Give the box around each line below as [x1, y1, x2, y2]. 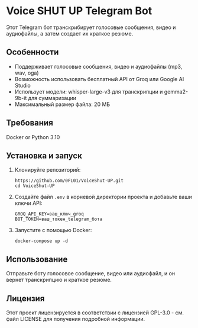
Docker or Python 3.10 [6, 133, 60, 140]
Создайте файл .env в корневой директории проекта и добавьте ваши [14, 194, 192, 201]
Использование [6, 254, 68, 264]
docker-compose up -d [14, 238, 68, 244]
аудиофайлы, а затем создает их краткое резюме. [6, 30, 134, 37]
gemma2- [164, 88, 188, 95]
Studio [14, 82, 31, 89]
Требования [6, 118, 53, 128]
